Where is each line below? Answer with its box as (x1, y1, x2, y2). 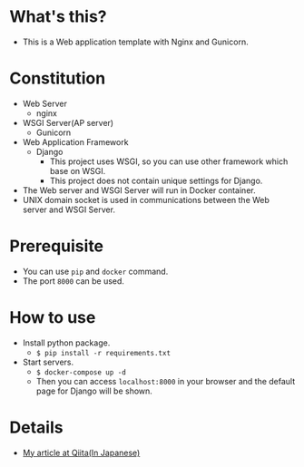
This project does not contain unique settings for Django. (49, 175, 263, 186)
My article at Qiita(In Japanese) (22, 447, 141, 458)
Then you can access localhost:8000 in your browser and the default (35, 375, 296, 386)
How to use (9, 307, 96, 327)
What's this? (9, 6, 107, 27)
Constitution (9, 68, 106, 89)
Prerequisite (9, 236, 104, 257)
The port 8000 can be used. (22, 275, 125, 287)
